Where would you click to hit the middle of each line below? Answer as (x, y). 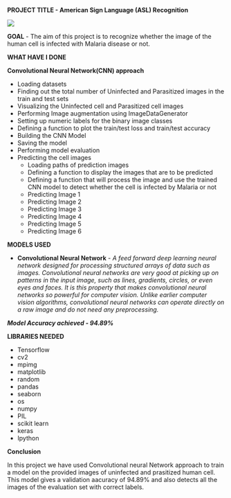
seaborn (29, 394)
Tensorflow (33, 350)
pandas (28, 386)
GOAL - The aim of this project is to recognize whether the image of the (110, 36)
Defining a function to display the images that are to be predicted (120, 172)
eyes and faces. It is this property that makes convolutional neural (112, 287)
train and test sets (43, 99)
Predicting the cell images (54, 158)
